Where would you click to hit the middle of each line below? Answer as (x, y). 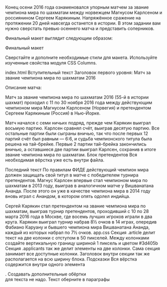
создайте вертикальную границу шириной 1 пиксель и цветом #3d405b (82, 243)
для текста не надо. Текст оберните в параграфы (58, 279)
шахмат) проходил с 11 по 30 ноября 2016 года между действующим (79, 102)
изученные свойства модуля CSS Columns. (51, 63)
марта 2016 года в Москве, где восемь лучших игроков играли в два (79, 216)
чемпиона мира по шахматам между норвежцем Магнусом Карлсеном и (84, 12)
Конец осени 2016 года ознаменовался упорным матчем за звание (77, 7)
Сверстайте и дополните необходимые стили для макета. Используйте (81, 57)
